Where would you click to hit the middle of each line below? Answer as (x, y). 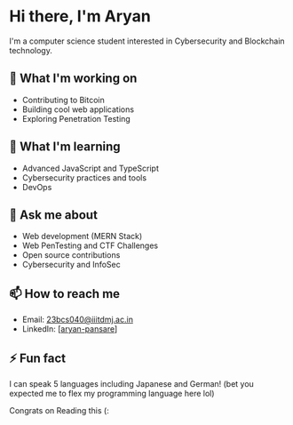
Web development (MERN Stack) (82, 237)
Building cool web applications (78, 109)
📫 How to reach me (65, 294)
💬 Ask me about (53, 215)
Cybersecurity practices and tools (84, 177)
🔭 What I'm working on (73, 79)
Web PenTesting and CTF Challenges (90, 245)
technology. (31, 50)
